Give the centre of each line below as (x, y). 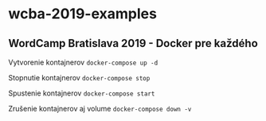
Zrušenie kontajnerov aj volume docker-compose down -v (100, 109)
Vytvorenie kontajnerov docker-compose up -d (83, 62)
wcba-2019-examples (83, 14)
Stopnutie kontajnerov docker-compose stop (79, 78)
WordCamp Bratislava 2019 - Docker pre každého (133, 43)
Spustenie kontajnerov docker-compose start (82, 93)
